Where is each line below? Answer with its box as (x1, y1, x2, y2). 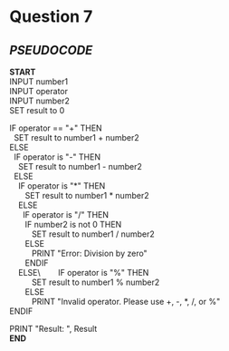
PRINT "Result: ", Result (9, 324, 98, 334)
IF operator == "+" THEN (9, 122, 102, 133)
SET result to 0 (9, 105, 65, 115)
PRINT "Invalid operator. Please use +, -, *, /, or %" (31, 297, 221, 307)
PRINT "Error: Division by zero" (31, 248, 148, 258)
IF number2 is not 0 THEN (24, 219, 122, 229)
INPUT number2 (9, 95, 70, 106)
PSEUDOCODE (9, 43, 93, 58)
